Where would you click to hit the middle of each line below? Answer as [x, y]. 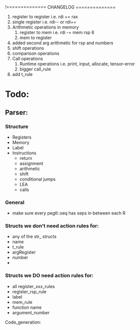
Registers [22, 137]
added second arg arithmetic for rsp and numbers [63, 43]
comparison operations [36, 53]
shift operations [28, 48]
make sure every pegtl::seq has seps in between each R [69, 213]
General [15, 202]
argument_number [31, 312]
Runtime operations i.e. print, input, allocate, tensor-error [77, 64]
